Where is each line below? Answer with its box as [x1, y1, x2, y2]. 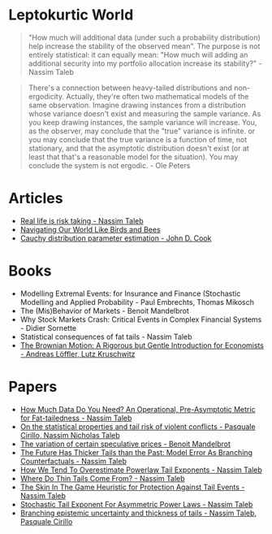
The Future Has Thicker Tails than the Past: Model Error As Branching [19, 447, 253, 457]
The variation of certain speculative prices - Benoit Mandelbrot [19, 439, 231, 449]
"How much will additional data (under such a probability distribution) [28, 33, 261, 42]
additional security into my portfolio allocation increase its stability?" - [28, 59, 262, 68]
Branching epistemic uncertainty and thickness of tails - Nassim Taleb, [19, 508, 257, 518]
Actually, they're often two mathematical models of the [66, 91, 249, 101]
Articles [8, 189, 63, 208]
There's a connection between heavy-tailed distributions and [28, 83, 233, 93]
